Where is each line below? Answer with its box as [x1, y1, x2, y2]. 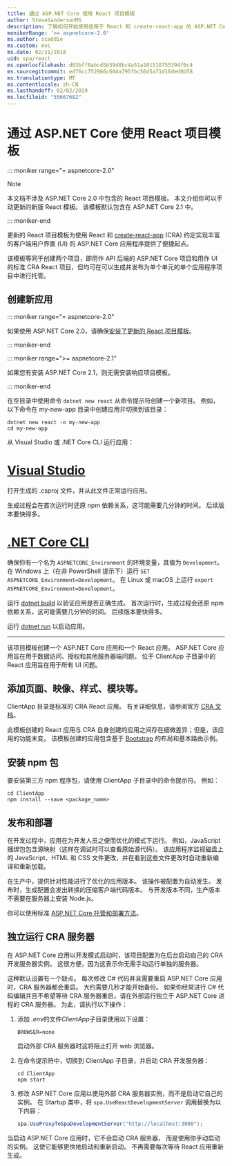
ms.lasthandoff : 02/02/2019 [7, 87, 88, 94]
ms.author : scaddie [7, 36, 64, 43]
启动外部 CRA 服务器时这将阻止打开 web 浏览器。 [17, 1041, 158, 1050]
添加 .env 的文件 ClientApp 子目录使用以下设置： [17, 1014, 151, 1023]
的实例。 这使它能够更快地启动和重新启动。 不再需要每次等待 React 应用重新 [7, 1142, 224, 1151]
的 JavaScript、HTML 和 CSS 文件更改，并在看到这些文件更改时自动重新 [7, 854, 213, 862]
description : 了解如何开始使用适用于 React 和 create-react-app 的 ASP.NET [7, 23, 216, 30]
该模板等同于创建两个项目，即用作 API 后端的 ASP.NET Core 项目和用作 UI [7, 254, 218, 262]
